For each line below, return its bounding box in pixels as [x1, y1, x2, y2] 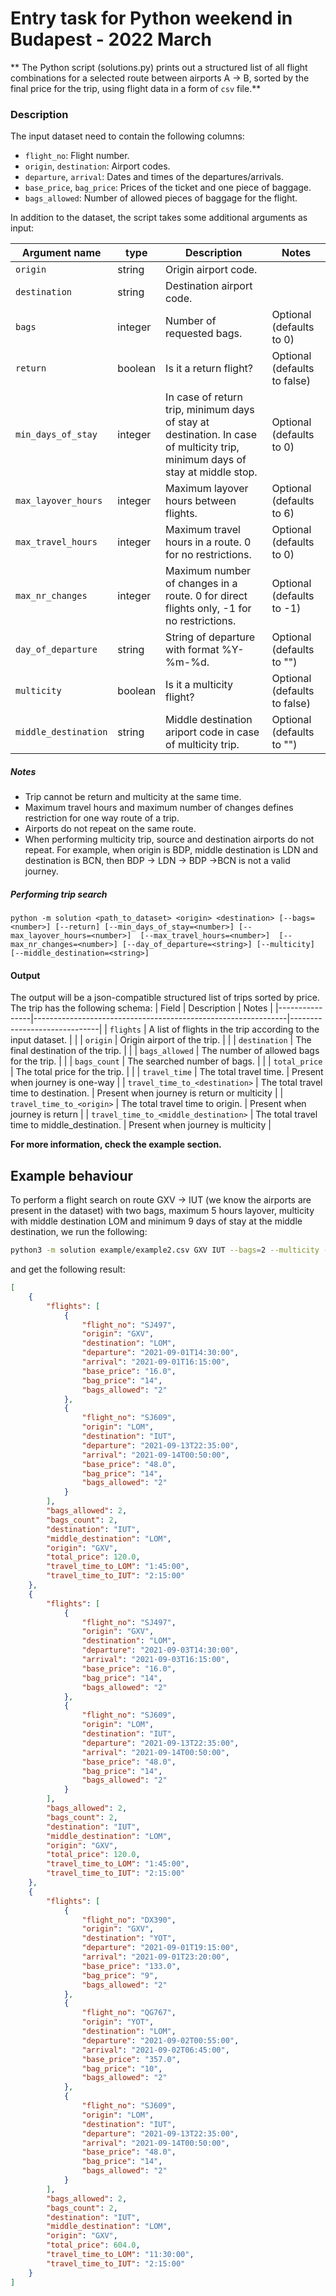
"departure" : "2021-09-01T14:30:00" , [81, 1348, 240, 1358]
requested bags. [165, 327, 243, 341]
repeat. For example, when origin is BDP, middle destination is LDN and [24, 844, 319, 856]
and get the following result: [10, 1263, 126, 1276]
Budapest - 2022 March [10, 28, 212, 51]
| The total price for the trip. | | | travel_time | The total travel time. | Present [10, 1066, 324, 1078]
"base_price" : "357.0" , [81, 2054, 182, 2064]
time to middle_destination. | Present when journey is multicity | [10, 1119, 272, 1131]
